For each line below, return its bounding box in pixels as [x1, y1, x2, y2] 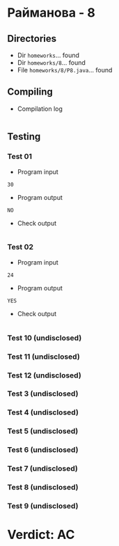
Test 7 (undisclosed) [7, 464, 79, 474]
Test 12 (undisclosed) [7, 370, 81, 380]
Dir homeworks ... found [17, 51, 80, 59]
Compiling [7, 86, 54, 98]
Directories [7, 33, 57, 45]
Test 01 [7, 152, 33, 162]
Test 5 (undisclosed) [7, 426, 79, 436]
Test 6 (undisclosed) [7, 445, 79, 455]
